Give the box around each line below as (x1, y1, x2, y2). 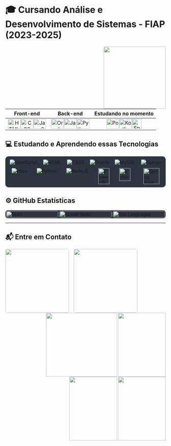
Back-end (58, 110, 83, 117)
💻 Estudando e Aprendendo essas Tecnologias (5, 140, 159, 149)
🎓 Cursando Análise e (5, 4, 103, 16)
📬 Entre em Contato (5, 232, 72, 241)
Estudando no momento (94, 110, 154, 117)
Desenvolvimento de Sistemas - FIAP (5, 18, 165, 30)
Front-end (14, 110, 40, 117)
